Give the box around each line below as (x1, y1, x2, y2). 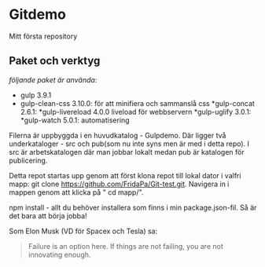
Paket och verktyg (9, 54, 101, 68)
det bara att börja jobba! (9, 210, 87, 221)
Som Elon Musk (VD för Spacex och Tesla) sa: (9, 226, 158, 236)
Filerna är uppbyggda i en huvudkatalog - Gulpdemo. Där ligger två (9, 130, 226, 140)
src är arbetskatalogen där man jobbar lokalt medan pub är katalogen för (9, 147, 245, 156)
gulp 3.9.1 (20, 90, 52, 100)
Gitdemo (9, 5, 66, 24)
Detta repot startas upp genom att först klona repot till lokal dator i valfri (9, 170, 241, 180)
